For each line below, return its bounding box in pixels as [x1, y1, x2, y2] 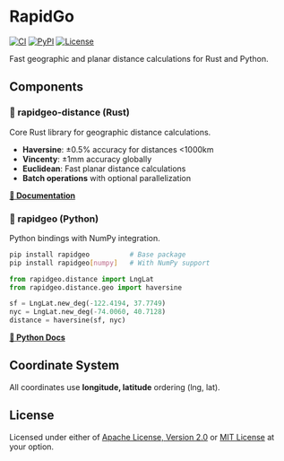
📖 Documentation [9, 190, 76, 201]
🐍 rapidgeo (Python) [9, 213, 99, 225]
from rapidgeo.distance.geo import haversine [9, 283, 182, 292]
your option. [9, 441, 55, 452]
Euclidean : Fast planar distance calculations [22, 163, 186, 174]
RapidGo [9, 6, 74, 27]
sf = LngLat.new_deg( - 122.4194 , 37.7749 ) [9, 299, 167, 309]
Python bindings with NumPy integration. [9, 232, 160, 243]
